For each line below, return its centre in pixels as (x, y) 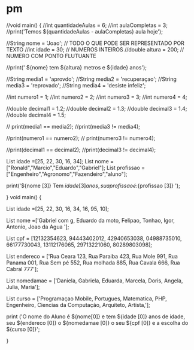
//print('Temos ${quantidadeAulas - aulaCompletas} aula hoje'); (85, 31)
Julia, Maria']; (23, 287)
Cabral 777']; (22, 269)
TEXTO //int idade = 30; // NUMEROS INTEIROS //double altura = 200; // (95, 49)
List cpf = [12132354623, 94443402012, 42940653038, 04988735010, (94, 238)
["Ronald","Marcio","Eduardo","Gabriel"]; (56, 168)
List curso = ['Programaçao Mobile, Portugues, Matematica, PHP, (87, 299)
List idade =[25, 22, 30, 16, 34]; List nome (57, 161)
